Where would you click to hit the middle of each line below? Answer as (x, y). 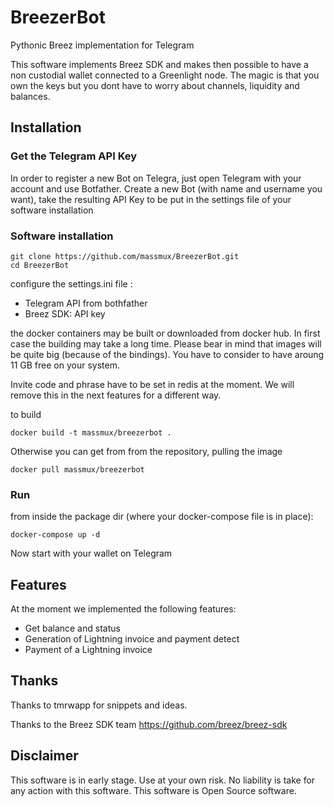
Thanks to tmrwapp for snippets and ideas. (99, 705)
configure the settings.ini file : (71, 283)
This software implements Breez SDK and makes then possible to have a (159, 64)
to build (26, 414)
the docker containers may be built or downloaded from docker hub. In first (165, 333)
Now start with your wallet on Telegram (91, 553)
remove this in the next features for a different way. (116, 395)
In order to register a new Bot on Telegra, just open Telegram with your (156, 178)
